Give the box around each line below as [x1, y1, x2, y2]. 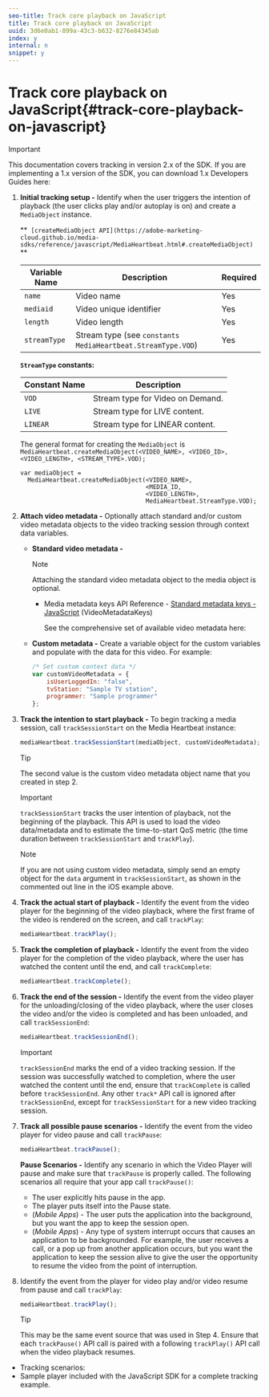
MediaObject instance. [19, 210, 92, 219]
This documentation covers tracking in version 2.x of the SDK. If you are [8, 160, 247, 169]
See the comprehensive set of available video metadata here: [43, 623, 247, 633]
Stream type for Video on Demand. [93, 393, 224, 404]
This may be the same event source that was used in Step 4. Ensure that [19, 1330, 259, 1340]
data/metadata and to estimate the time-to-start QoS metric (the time [19, 825, 248, 835]
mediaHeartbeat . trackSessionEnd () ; [19, 1032, 139, 1041]
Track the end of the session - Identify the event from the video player [19, 992, 255, 1001]
